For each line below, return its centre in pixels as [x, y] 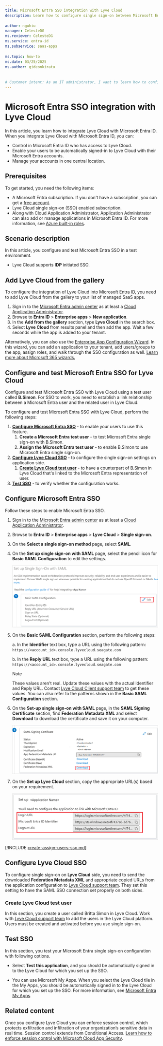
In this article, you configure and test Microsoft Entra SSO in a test [71, 250]
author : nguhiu [20, 26]
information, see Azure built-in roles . [49, 223]
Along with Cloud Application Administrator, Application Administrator [81, 213]
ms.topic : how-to [23, 57]
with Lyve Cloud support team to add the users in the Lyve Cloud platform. [79, 918]
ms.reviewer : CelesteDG [29, 36]
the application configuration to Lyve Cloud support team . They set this [76, 885]
